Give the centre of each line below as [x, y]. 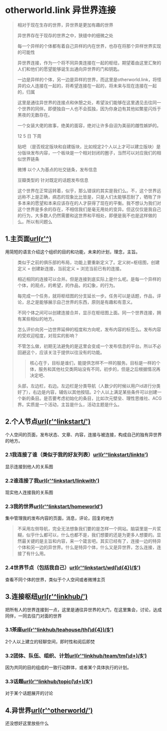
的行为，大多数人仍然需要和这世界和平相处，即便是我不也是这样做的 [87, 215]
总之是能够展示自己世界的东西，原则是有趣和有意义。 [81, 302]
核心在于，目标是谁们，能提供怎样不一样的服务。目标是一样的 [93, 363]
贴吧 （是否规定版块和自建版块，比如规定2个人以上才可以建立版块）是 [89, 146]
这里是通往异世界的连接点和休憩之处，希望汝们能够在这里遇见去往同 [87, 102]
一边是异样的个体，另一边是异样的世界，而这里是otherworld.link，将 [87, 79]
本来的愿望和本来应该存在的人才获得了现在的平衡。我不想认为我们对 [91, 203]
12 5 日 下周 [29, 136]
